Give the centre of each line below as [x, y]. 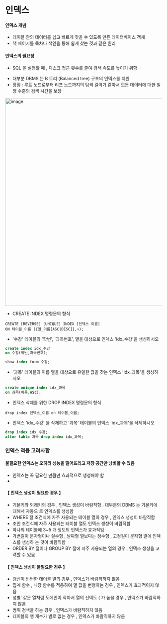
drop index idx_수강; [27, 432]
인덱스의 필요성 [20, 56]
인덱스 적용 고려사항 [28, 450]
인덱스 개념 [16, 25]
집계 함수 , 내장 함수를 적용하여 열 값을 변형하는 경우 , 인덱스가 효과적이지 [83, 585]
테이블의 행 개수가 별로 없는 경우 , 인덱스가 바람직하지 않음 [69, 616]
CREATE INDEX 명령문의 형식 [41, 313]
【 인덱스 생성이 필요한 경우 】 [34, 493]
